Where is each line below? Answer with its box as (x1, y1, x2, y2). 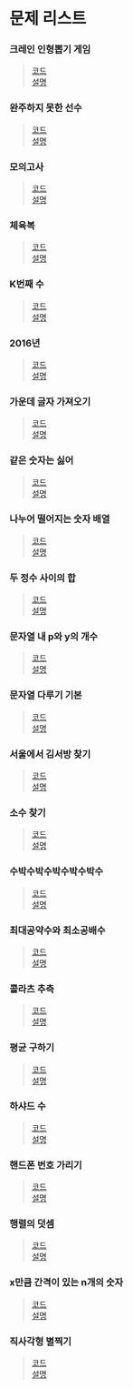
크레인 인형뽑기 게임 (9, 43, 91, 55)
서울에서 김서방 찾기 (9, 748, 91, 760)
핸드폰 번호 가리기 (9, 1159, 83, 1172)
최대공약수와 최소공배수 (9, 924, 106, 937)
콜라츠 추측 (9, 982, 55, 995)
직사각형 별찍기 (9, 1334, 72, 1347)
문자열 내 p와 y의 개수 (9, 630, 99, 643)
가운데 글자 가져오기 (9, 395, 91, 407)
